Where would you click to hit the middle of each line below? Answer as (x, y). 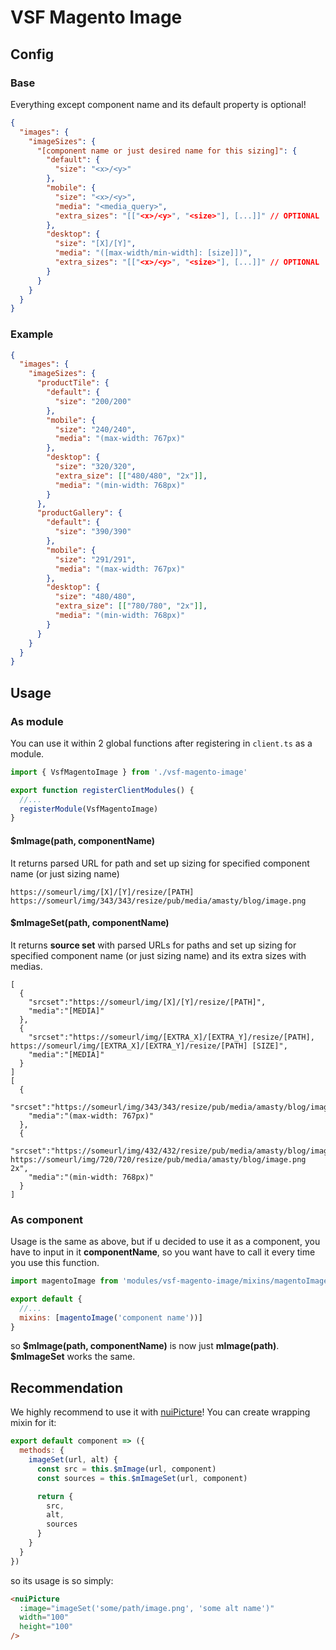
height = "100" (46, 1627)
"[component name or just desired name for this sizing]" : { (167, 151)
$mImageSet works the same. (73, 1357)
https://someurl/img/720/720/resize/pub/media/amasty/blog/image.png (158, 1159)
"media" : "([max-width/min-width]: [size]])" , (153, 253)
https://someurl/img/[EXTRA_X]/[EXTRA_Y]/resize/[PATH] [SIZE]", (149, 1046)
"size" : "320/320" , (95, 467)
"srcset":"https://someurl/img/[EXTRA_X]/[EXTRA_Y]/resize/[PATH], (171, 1037)
